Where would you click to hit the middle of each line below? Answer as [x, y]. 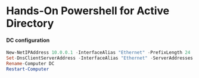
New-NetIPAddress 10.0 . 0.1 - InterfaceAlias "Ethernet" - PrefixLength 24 [98, 53]
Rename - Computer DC [30, 64]
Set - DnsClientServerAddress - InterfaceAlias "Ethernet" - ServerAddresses [100, 58]
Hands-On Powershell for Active [88, 11]
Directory [30, 23]
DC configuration [28, 40]
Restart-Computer [28, 69]
